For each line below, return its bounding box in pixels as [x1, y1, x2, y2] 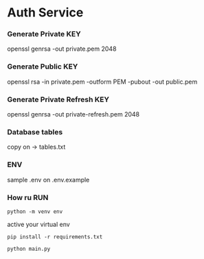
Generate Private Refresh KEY [7, 95, 110, 104]
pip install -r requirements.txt [7, 233, 103, 241]
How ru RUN [7, 193, 49, 202]
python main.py [7, 245, 51, 252]
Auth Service [7, 5, 84, 21]
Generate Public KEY [7, 62, 78, 71]
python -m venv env [7, 208, 63, 215]
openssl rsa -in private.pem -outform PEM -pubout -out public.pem [7, 77, 198, 86]
